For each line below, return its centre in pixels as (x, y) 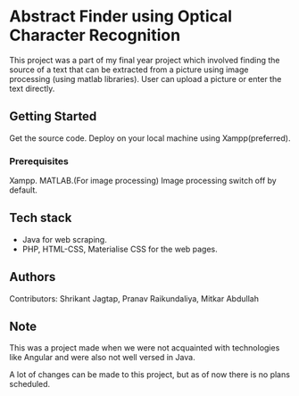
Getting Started (53, 116)
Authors (33, 277)
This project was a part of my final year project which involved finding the (145, 60)
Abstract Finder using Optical (121, 16)
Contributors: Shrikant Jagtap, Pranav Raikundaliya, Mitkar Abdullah (134, 298)
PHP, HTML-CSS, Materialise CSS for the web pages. (120, 249)
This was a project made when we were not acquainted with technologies (145, 348)
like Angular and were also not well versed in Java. (102, 358)
